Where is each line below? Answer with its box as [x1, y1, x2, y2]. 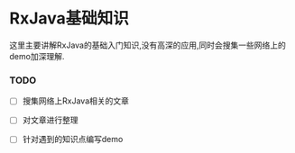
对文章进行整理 [22, 114, 78, 126]
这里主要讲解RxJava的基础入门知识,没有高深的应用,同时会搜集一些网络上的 [9, 40, 287, 50]
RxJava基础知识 [9, 8, 129, 29]
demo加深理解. [9, 50, 65, 61]
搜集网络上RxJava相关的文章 [22, 95, 129, 106]
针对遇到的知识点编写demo [22, 134, 124, 145]
